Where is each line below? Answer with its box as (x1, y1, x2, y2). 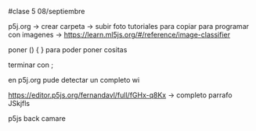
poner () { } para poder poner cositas (8, 45, 128, 54)
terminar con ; (8, 60, 53, 69)
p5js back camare (8, 114, 67, 123)
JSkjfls (8, 99, 31, 108)
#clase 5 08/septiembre (8, 7, 85, 16)
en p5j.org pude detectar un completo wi (8, 76, 140, 84)
